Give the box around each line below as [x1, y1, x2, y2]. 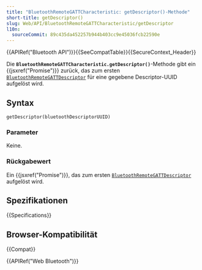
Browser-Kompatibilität [6, 229, 98, 239]
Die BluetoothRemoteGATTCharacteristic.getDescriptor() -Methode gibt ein [6, 61, 196, 68]
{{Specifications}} [6, 212, 52, 219]
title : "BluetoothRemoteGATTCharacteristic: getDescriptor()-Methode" [6, 9, 190, 15]
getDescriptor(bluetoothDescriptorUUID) [6, 114, 111, 120]
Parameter [6, 128, 39, 137]
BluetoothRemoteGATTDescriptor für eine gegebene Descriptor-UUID [6, 73, 178, 81]
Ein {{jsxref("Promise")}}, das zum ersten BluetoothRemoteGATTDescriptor [6, 171, 192, 178]
